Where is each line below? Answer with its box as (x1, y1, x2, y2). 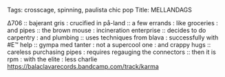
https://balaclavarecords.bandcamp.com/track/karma (7, 63, 160, 70)
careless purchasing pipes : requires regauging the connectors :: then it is (7, 48, 217, 56)
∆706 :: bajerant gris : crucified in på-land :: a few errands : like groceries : (7, 19, 218, 27)
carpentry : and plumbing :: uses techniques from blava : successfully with (7, 33, 219, 42)
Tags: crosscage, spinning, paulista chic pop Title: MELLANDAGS (7, 6, 193, 14)
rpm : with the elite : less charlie (7, 55, 98, 63)
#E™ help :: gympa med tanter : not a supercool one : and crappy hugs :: (7, 41, 211, 48)
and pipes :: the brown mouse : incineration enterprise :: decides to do (7, 27, 206, 34)
